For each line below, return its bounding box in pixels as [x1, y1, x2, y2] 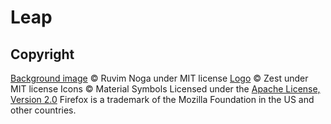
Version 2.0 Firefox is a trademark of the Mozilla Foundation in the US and [10, 94, 315, 105]
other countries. [10, 104, 77, 116]
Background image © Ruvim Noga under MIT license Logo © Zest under [10, 72, 309, 84]
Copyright [10, 46, 75, 63]
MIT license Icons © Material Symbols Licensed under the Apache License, [10, 83, 321, 95]
